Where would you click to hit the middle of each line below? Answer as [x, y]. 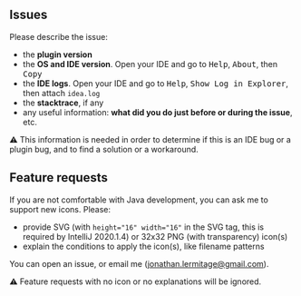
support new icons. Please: [60, 209]
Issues [29, 15]
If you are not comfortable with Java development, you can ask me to [139, 200]
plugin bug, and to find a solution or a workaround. [104, 149]
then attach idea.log [61, 93]
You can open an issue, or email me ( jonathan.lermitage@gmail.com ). [139, 263]
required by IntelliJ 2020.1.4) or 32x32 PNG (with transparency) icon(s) [155, 236]
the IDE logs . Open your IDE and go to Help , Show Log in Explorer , [155, 83]
